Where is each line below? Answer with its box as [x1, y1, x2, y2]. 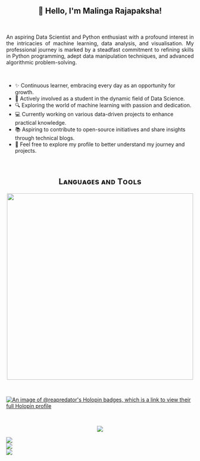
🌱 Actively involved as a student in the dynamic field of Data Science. [14, 95, 185, 102]
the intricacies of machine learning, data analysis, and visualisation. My [6, 39, 194, 47]
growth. [14, 88, 34, 95]
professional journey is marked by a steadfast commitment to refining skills [6, 46, 194, 53]
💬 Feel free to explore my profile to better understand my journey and [14, 141, 185, 148]
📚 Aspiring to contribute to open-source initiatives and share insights [14, 126, 186, 133]
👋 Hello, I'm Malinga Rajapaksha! [37, 6, 162, 16]
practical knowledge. [14, 119, 67, 126]
